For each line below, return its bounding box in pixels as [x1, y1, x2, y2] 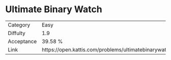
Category [8, 21, 31, 28]
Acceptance [8, 38, 37, 45]
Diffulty [8, 29, 25, 37]
